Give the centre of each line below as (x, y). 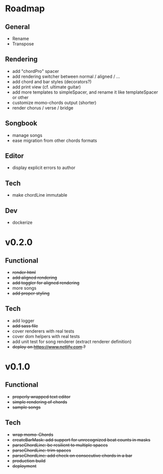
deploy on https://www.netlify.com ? (49, 347)
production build (29, 461)
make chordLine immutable (40, 195)
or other (20, 97)
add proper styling (31, 293)
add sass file (25, 326)
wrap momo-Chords (33, 435)
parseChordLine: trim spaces (41, 450)
